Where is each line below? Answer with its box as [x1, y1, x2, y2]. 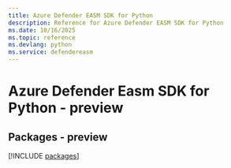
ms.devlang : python [8, 41, 73, 49]
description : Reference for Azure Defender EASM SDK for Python [8, 19, 224, 27]
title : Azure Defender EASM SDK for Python [8, 11, 154, 20]
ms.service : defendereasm [8, 48, 93, 56]
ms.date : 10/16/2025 [8, 26, 76, 34]
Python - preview [8, 99, 124, 117]
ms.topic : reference [8, 33, 76, 42]
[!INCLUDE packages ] [8, 151, 80, 160]
